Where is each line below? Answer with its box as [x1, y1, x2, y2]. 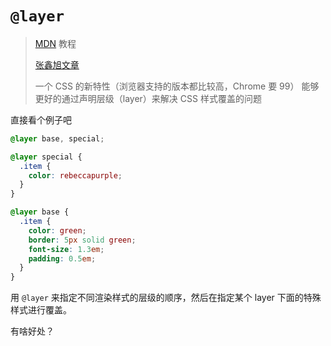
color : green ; [28, 225, 87, 236]
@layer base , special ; [10, 133, 105, 144]
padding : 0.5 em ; [28, 253, 97, 264]
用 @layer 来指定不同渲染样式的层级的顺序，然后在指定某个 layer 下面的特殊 [10, 292, 322, 304]
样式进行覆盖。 [10, 304, 72, 316]
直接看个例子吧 [10, 113, 72, 126]
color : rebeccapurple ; [28, 170, 123, 181]
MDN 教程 [34, 37, 77, 49]
